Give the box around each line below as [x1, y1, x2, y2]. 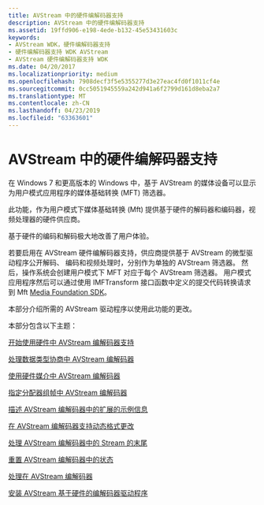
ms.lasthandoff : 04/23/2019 [8, 107, 101, 115]
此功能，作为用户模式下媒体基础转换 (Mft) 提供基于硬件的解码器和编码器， [8, 204, 250, 214]
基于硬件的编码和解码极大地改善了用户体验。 [8, 231, 154, 240]
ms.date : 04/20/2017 [8, 63, 76, 71]
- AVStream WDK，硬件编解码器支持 [8, 41, 111, 49]
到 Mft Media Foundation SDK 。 [8, 287, 112, 296]
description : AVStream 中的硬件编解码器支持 [8, 19, 145, 27]
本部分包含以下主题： [8, 321, 77, 330]
